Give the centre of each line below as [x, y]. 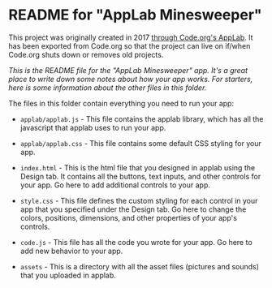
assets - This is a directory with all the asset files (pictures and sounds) [140, 266]
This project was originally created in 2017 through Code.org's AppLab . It [131, 37]
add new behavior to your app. [71, 251]
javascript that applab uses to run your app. [93, 127]
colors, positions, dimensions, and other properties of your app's [129, 217]
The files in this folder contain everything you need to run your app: [121, 103]
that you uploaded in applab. [68, 275]
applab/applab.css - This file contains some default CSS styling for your [140, 143]
